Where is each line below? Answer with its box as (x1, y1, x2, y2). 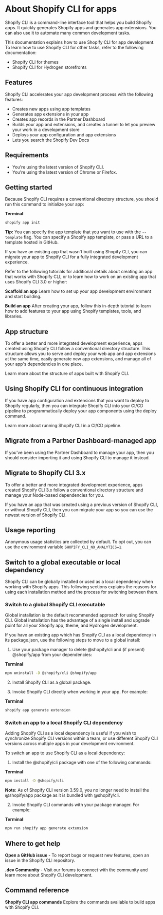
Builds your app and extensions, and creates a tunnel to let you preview (12, 121, 156, 127)
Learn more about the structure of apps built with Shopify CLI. (5, 371, 130, 376)
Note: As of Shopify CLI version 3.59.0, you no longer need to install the (5, 787, 149, 793)
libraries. (5, 313, 23, 319)
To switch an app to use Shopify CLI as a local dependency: (5, 750, 125, 756)
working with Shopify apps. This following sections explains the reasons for (5, 584, 157, 590)
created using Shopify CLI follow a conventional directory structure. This (5, 346, 151, 352)
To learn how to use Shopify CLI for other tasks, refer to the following (5, 44, 144, 50)
